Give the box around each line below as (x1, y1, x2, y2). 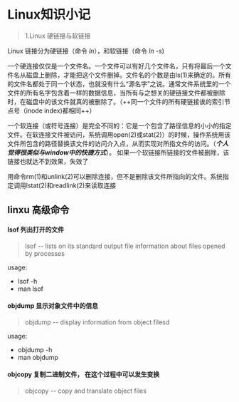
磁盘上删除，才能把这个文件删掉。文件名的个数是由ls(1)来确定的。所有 (26, 71, 231, 79)
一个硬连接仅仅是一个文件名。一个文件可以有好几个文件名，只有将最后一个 (7, 61, 225, 70)
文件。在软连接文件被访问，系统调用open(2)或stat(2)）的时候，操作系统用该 (7, 130, 231, 139)
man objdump (17, 353, 59, 361)
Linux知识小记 (7, 6, 91, 23)
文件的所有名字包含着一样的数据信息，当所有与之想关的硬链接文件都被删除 (7, 88, 225, 97)
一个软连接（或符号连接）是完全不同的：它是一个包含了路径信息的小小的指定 (7, 121, 232, 130)
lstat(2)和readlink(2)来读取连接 (26, 181, 116, 190)
